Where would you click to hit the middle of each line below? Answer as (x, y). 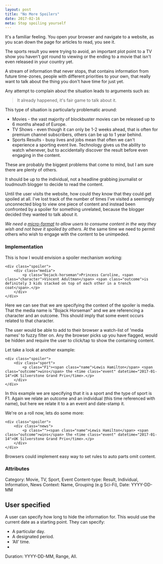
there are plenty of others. (31, 170)
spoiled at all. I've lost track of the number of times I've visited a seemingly (80, 199)
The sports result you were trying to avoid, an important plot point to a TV (78, 51)
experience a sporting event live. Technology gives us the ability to (79, 145)
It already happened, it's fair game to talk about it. (67, 101)
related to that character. (30, 321)
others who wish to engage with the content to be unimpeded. (67, 234)
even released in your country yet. (39, 62)
